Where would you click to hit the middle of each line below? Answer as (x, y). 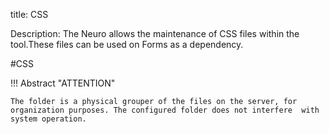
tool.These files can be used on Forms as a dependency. (127, 44)
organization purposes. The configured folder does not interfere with (165, 110)
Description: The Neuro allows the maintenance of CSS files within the (155, 33)
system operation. (48, 119)
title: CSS (29, 14)
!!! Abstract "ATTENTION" (63, 83)
